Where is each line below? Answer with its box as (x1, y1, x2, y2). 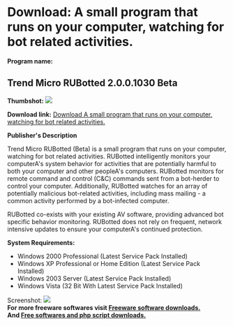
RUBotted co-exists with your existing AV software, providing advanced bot (7, 210, 225, 218)
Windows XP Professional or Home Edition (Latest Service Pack (17, 259, 201, 267)
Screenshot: (7, 296, 43, 304)
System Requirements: (7, 238, 75, 246)
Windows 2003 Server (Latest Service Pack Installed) (17, 274, 172, 283)
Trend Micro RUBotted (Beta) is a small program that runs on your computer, (7, 145, 227, 153)
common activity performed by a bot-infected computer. (7, 196, 170, 205)
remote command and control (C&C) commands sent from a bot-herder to (7, 174, 220, 182)
